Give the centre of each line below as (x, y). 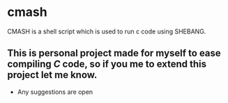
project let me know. (52, 75)
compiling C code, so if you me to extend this (107, 64)
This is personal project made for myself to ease (114, 53)
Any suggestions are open (55, 92)
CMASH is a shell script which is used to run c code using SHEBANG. (107, 31)
